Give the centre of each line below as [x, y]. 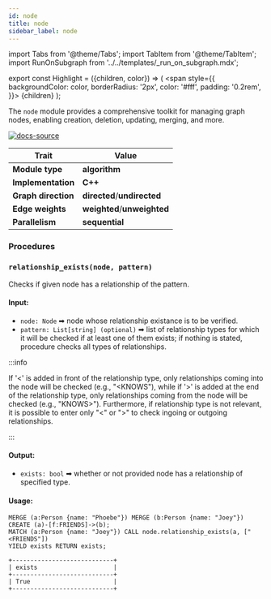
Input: [19, 303]
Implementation [44, 183]
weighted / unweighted [126, 209]
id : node [23, 16]
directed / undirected [122, 196]
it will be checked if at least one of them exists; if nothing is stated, [131, 338]
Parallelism [34, 222]
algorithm [102, 170]
